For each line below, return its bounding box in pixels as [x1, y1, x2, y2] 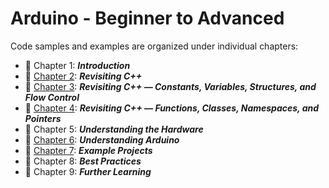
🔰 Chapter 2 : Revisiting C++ [24, 70, 143, 82]
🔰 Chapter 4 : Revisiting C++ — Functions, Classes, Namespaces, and [24, 102, 320, 114]
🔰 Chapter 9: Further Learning [24, 165, 152, 177]
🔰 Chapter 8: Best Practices [24, 155, 142, 167]
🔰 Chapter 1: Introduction [24, 59, 131, 71]
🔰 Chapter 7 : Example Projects [24, 144, 153, 156]
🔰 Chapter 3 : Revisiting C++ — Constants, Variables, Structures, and [24, 80, 317, 92]
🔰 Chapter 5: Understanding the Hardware [24, 123, 204, 135]
